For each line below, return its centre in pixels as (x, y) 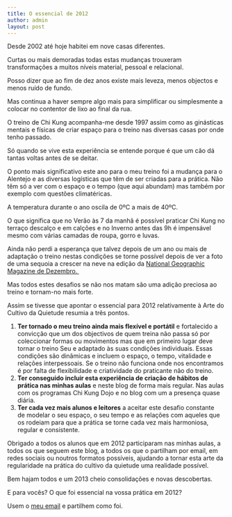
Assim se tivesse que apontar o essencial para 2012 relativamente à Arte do (116, 305)
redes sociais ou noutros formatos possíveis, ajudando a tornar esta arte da (115, 458)
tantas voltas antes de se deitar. (53, 158)
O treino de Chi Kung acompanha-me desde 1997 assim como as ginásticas (115, 122)
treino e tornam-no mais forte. (50, 292)
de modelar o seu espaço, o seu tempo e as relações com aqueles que (118, 415)
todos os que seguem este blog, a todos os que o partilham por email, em (113, 451)
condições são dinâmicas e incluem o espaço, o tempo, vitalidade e (114, 356)
